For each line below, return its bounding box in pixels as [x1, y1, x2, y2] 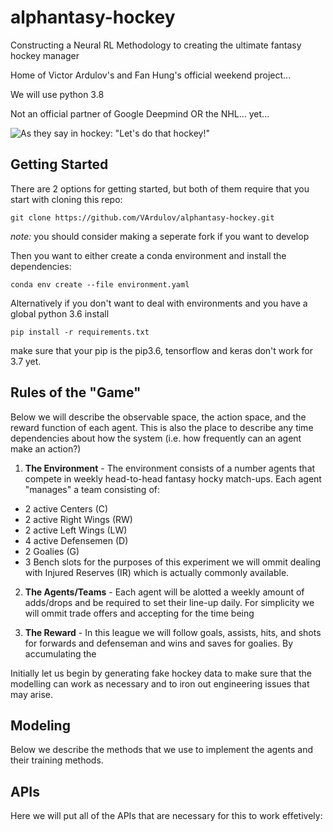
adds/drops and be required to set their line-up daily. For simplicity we [24, 596, 315, 608]
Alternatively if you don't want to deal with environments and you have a [10, 297, 308, 309]
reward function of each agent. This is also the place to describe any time [10, 421, 314, 433]
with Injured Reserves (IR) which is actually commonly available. [24, 566, 290, 578]
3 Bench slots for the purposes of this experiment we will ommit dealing [24, 556, 322, 568]
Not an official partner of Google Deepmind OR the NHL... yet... [10, 107, 270, 120]
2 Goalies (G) [24, 545, 80, 557]
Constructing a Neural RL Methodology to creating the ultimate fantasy [10, 39, 302, 51]
